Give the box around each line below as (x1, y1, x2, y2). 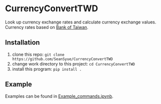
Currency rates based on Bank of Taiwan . (5, 24, 89, 30)
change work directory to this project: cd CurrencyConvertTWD (12, 61, 135, 66)
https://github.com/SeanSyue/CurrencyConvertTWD (12, 57, 113, 62)
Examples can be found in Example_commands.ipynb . (5, 93, 114, 99)
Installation (5, 39, 40, 47)
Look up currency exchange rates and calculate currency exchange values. (5, 19, 157, 25)
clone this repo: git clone (12, 51, 65, 57)
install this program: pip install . (12, 66, 82, 72)
